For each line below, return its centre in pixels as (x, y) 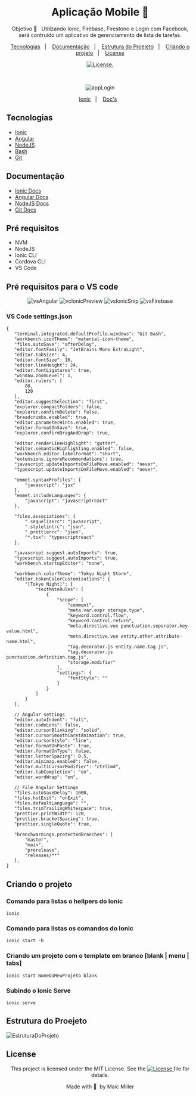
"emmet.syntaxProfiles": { (48, 480)
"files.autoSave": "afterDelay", (55, 344)
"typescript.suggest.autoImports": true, (66, 558)
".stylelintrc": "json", (55, 527)
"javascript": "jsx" (50, 485)
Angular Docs (32, 197)
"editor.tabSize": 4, (41, 355)
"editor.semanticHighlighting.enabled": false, (74, 449)
